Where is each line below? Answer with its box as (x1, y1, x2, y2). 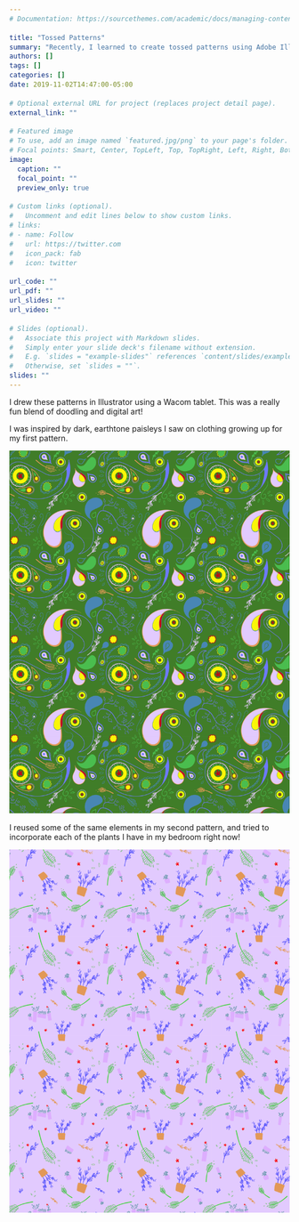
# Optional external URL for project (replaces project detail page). (9, 99, 277, 108)
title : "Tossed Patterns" (9, 33, 105, 42)
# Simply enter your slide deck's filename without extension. (9, 343, 256, 352)
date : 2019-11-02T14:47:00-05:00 (9, 80, 133, 89)
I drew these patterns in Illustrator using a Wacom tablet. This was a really (9, 396, 280, 407)
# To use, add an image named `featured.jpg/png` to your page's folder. (9, 136, 289, 146)
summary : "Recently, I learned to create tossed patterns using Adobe (9, 43, 277, 52)
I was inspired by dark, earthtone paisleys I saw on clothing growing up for (9, 423, 283, 433)
